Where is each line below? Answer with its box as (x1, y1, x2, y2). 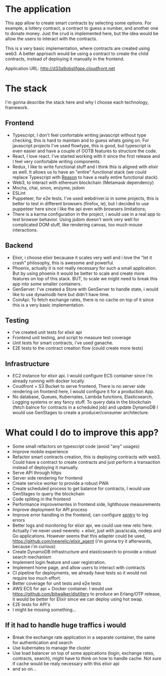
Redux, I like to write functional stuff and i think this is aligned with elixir (12, 164, 159, 170)
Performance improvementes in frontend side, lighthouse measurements (12, 501, 161, 507)
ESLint (12, 190, 26, 196)
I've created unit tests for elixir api (12, 329, 82, 335)
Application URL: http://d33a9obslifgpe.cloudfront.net (5, 65, 115, 71)
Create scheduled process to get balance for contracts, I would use (12, 486, 150, 492)
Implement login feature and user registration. (12, 559, 106, 565)
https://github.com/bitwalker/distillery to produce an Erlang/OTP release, (12, 591, 161, 597)
